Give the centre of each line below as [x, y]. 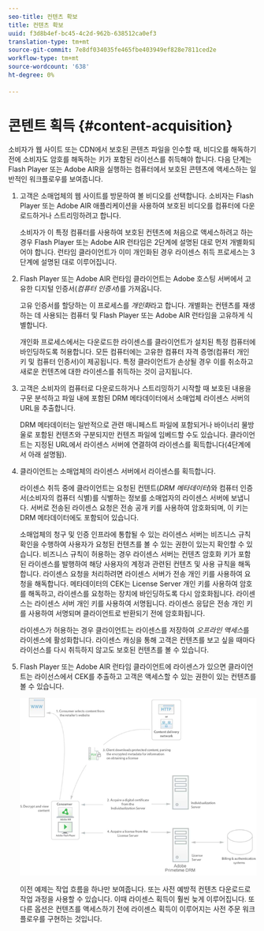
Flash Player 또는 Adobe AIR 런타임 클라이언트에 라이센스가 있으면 [123, 666]
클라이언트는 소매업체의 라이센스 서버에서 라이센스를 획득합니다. [118, 471]
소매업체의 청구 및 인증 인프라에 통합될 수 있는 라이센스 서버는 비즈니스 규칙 [135, 534]
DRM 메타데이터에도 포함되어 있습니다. [79, 517]
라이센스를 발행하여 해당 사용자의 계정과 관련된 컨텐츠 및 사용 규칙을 [132, 564]
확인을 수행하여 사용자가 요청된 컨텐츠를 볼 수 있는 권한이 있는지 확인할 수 [132, 544]
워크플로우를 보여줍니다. [66, 178]
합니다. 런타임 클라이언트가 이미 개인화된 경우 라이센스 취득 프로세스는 [142, 252]
